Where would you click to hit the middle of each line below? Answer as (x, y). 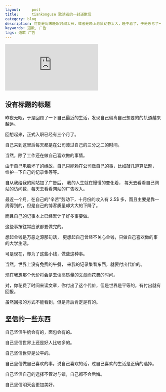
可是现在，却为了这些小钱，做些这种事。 (46, 253)
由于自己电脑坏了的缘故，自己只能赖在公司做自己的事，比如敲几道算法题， (81, 166)
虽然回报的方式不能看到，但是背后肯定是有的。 (53, 302)
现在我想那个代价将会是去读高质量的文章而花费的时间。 (61, 275)
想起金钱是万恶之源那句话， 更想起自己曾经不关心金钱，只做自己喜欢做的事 (82, 237)
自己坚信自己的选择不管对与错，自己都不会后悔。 (55, 374)
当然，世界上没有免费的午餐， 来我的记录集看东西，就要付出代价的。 (75, 264)
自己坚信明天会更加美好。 (31, 385)
